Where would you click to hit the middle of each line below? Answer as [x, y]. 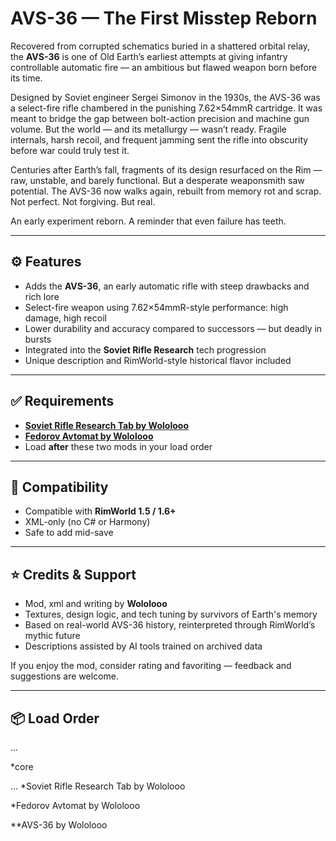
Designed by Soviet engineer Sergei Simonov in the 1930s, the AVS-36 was [165, 97]
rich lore [42, 296]
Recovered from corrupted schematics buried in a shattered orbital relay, [160, 46]
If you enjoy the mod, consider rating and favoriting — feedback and [151, 666]
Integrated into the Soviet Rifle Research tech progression [145, 349]
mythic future [52, 636]
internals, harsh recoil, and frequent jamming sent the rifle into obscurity [159, 139]
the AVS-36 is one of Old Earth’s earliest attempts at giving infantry [149, 56]
